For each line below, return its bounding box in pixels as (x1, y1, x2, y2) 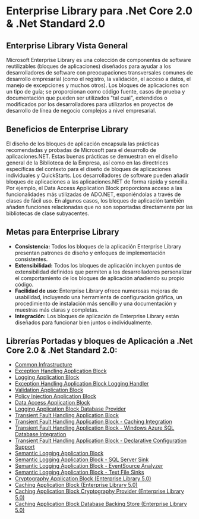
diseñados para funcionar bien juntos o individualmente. (14, 319, 153, 326)
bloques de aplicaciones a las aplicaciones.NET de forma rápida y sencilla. (6, 178, 189, 185)
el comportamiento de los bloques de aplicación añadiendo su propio (14, 274, 185, 281)
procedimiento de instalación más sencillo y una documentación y (14, 300, 177, 307)
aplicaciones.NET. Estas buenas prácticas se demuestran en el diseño (6, 153, 178, 160)
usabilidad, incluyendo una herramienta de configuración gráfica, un (14, 293, 182, 300)
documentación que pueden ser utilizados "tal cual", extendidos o (6, 94, 168, 101)
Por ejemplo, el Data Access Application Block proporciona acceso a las (6, 184, 182, 191)
